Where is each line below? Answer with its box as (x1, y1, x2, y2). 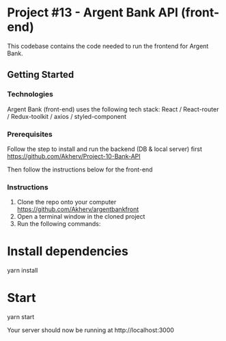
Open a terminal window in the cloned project (16, 213, 145, 221)
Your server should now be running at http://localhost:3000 (7, 326, 174, 334)
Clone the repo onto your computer (16, 198, 117, 206)
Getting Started (7, 69, 74, 81)
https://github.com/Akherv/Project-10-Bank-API (7, 152, 141, 160)
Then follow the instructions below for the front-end (7, 165, 153, 174)
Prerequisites (7, 129, 53, 139)
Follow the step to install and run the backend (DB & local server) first (7, 145, 203, 153)
